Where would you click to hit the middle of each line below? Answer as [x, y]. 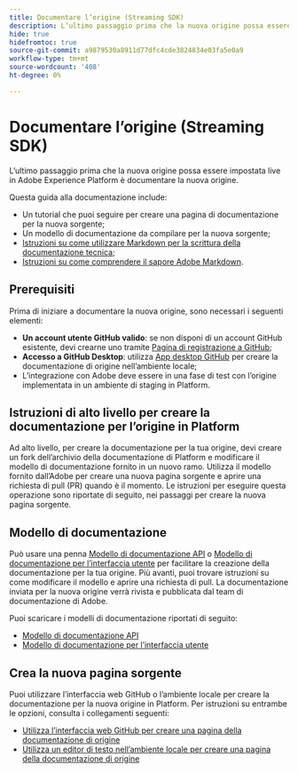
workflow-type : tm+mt [49, 59]
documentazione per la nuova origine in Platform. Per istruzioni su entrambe [149, 704]
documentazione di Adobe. [59, 602]
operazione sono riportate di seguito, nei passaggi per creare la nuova [137, 495]
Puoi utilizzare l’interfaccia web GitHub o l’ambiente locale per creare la [140, 694]
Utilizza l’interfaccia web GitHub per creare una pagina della [132, 730]
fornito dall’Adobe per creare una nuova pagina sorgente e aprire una [135, 476]
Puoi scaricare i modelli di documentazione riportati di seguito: [123, 618]
